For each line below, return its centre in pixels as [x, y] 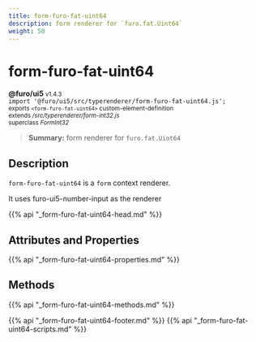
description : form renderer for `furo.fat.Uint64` [96, 24]
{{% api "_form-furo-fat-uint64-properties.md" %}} [94, 259]
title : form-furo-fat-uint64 [58, 16]
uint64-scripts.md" [40, 329]
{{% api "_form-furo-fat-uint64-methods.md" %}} [92, 305]
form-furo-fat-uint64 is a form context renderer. [90, 183]
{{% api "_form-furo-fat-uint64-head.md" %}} [85, 214]
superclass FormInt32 [39, 123]
